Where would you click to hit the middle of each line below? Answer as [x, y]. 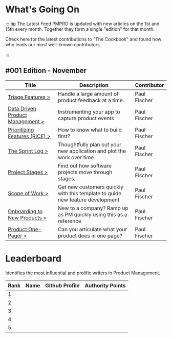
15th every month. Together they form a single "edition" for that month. [80, 29]
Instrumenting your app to [89, 111]
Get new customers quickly [91, 187]
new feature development [89, 200]
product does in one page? [90, 236]
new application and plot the [92, 151]
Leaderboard [33, 258]
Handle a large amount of [88, 93]
